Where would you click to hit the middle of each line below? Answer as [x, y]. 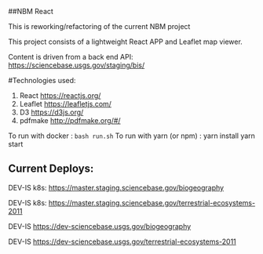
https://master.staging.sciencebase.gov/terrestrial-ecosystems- [152, 202]
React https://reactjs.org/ [60, 96]
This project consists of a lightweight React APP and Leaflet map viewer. [126, 42]
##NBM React [31, 11]
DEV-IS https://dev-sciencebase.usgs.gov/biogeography [100, 226]
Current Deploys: [51, 169]
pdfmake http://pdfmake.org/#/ [70, 120]
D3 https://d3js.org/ [51, 112]
